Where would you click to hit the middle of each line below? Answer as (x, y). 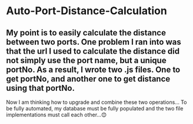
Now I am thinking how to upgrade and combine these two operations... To (96, 102)
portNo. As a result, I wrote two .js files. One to (93, 69)
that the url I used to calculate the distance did (93, 51)
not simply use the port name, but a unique (86, 60)
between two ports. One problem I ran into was (94, 42)
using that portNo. (41, 88)
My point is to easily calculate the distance (86, 33)
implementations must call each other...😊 (56, 115)
